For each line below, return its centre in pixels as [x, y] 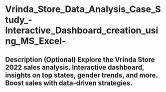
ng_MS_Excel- [36, 41]
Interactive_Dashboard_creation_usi [82, 30]
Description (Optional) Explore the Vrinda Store [80, 59]
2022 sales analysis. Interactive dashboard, [75, 67]
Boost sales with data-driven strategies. [69, 83]
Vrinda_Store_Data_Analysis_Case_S [83, 9]
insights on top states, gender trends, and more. [82, 75]
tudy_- [19, 20]
